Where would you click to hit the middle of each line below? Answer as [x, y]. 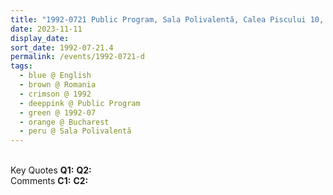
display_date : [40, 38]
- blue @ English [55, 76]
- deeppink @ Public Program [80, 103]
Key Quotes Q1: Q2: [51, 170]
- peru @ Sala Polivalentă [75, 131]
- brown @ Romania [58, 85]
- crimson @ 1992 [55, 94]
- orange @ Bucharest [64, 122]
